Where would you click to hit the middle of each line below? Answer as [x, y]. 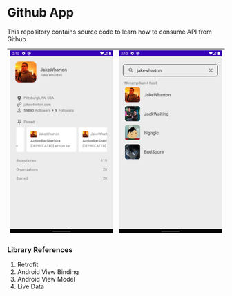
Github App [41, 13]
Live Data [31, 286]
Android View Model [46, 279]
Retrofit [28, 265]
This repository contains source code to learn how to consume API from [110, 32]
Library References [40, 249]
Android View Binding [48, 272]
